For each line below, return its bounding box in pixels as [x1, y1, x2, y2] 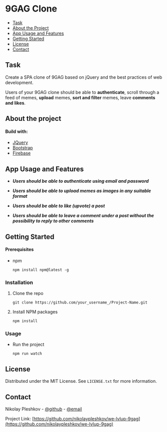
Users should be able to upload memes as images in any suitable [12, 188, 151, 194]
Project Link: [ [5, 415, 34, 421]
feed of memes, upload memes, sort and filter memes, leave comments [5, 94, 155, 100]
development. [5, 79, 34, 85]
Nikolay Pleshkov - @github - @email [5, 406, 82, 412]
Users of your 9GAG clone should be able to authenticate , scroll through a [5, 89, 159, 95]
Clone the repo [12, 291, 44, 297]
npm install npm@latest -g [12, 267, 69, 272]
